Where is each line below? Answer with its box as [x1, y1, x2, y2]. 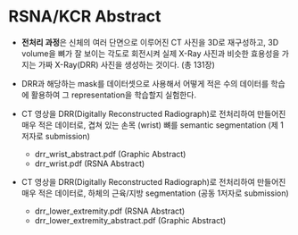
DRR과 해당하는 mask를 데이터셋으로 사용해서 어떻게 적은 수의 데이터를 [21, 78, 269, 88]
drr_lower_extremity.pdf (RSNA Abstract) [34, 206, 186, 216]
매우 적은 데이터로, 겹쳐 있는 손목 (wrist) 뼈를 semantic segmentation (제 [21, 119, 278, 130]
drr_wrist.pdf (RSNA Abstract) [34, 158, 145, 169]
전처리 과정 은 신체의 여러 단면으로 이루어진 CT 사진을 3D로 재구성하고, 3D [21, 37, 278, 47]
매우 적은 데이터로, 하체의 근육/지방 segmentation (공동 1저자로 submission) [21, 188, 289, 198]
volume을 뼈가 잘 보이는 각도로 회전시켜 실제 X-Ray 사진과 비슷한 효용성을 [21, 47, 280, 59]
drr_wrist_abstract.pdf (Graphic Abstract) [34, 148, 186, 159]
